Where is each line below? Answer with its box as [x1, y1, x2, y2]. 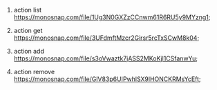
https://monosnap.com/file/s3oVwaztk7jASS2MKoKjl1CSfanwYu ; [13, 54, 198, 63]
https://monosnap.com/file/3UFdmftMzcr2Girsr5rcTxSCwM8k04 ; [13, 34, 200, 42]
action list [13, 6, 41, 14]
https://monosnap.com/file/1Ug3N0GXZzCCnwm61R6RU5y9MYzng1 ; [13, 13, 211, 21]
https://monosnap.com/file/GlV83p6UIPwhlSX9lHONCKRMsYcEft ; [13, 75, 202, 83]
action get [13, 27, 43, 34]
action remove [13, 68, 55, 76]
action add [13, 47, 45, 55]
